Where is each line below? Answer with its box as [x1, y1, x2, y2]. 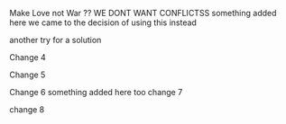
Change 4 [9, 52, 47, 62]
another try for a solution [9, 35, 102, 45]
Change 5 [9, 69, 46, 80]
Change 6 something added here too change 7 [9, 87, 183, 97]
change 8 [9, 104, 45, 115]
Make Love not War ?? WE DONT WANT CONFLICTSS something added [9, 8, 277, 18]
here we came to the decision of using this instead [9, 17, 197, 28]
